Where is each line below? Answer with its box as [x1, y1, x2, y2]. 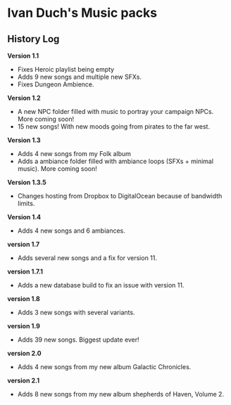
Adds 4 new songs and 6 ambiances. [17, 226, 125, 235]
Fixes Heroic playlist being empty [17, 65, 115, 73]
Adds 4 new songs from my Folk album [17, 150, 132, 157]
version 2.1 [7, 376, 40, 385]
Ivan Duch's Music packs [7, 5, 158, 21]
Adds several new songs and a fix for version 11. [17, 254, 157, 262]
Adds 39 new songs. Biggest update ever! [17, 335, 139, 344]
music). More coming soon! [17, 165, 97, 173]
